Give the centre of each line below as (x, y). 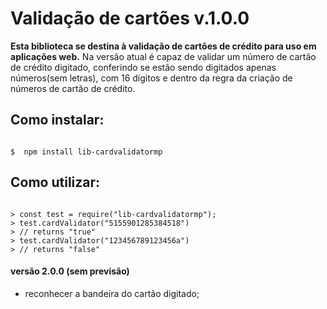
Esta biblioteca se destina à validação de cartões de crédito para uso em (163, 46)
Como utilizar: (55, 182)
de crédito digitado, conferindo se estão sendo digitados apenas (143, 67)
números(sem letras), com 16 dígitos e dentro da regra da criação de (151, 78)
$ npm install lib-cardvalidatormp (86, 152)
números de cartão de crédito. (73, 88)
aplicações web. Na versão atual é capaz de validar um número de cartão (163, 56)
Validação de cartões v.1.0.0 (130, 18)
